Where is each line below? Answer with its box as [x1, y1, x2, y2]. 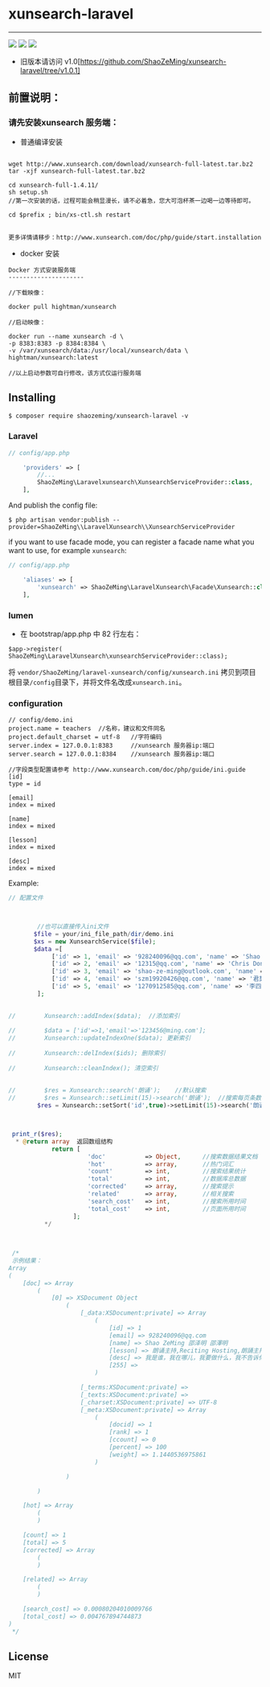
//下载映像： [8, 289, 46, 297]
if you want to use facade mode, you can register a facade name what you [8, 537, 255, 547]
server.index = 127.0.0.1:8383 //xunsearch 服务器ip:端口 [8, 741, 215, 750]
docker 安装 [19, 248, 60, 258]
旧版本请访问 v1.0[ [19, 56, 80, 66]
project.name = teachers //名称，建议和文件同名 [8, 724, 166, 733]
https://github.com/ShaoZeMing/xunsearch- [80, 56, 227, 66]
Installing [8, 391, 56, 404]
